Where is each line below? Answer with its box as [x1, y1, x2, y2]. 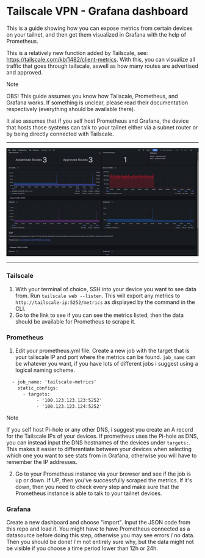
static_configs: [17, 385, 59, 391]
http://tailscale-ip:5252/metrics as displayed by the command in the [15, 298, 195, 306]
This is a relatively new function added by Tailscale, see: [6, 49, 148, 56]
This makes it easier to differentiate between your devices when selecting [6, 446, 192, 453]
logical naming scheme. [15, 366, 75, 374]
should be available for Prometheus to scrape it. [15, 317, 136, 325]
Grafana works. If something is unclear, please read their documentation [6, 99, 188, 106]
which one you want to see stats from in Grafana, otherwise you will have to [6, 452, 197, 459]
